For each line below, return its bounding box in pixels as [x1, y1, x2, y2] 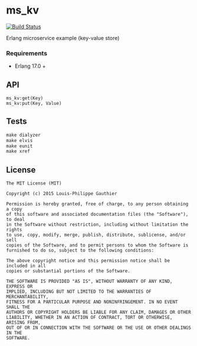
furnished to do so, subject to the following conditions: [6, 248, 155, 253]
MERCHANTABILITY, [6, 294, 49, 300]
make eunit [6, 143, 33, 149]
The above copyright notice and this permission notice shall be [6, 258, 170, 264]
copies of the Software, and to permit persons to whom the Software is [6, 242, 189, 248]
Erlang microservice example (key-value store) [6, 34, 120, 41]
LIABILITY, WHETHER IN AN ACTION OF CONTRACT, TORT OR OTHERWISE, [6, 315, 173, 321]
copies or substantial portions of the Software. [6, 268, 131, 274]
